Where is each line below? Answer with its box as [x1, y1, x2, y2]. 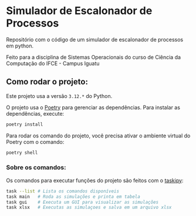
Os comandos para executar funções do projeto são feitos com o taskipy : [6, 177, 184, 184]
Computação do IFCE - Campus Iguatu [6, 60, 100, 67]
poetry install [6, 122, 43, 127]
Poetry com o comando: [6, 138, 65, 145]
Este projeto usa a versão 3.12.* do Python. [6, 92, 113, 99]
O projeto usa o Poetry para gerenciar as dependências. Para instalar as [6, 104, 181, 111]
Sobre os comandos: [6, 163, 66, 171]
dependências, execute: [6, 110, 65, 117]
